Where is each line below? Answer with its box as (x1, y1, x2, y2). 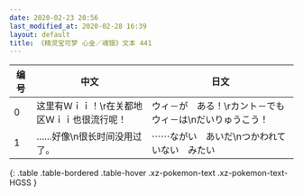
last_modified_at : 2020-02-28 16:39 (9, 22, 147, 31)
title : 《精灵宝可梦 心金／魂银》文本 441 (9, 38, 152, 48)
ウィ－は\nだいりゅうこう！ (151, 114, 269, 126)
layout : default (9, 30, 70, 39)
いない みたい (151, 144, 216, 156)
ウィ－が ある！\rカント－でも (151, 100, 286, 113)
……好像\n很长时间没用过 (35, 130, 142, 143)
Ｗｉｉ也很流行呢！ (44, 114, 127, 126)
